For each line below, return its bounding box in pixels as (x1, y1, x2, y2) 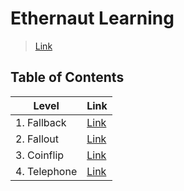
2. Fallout (15, 132, 60, 146)
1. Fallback (15, 115, 67, 129)
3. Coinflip (15, 148, 65, 162)
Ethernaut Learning (10, 7, 175, 30)
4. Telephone (15, 164, 78, 178)
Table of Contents (10, 69, 125, 86)
